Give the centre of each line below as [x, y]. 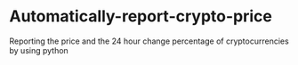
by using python [39, 50]
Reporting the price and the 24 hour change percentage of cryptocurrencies [149, 41]
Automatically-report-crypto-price [141, 16]
